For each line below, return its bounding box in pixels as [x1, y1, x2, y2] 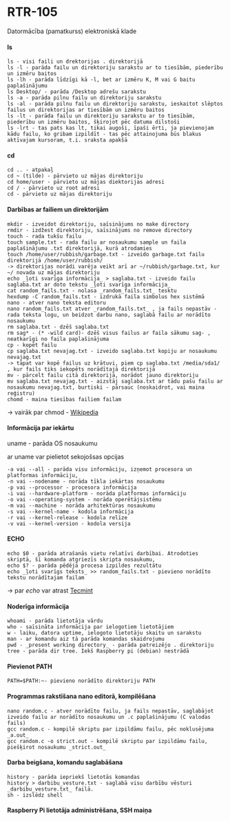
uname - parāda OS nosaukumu [7, 439, 98, 447]
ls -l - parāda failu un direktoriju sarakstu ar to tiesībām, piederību [7, 64, 224, 71]
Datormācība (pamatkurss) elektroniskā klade [7, 27, 137, 35]
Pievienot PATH [7, 662, 53, 670]
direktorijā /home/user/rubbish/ [7, 257, 103, 264]
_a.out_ [7, 731, 30, 739]
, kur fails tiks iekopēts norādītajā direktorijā [7, 365, 156, 373]
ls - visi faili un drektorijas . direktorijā [7, 58, 143, 66]
